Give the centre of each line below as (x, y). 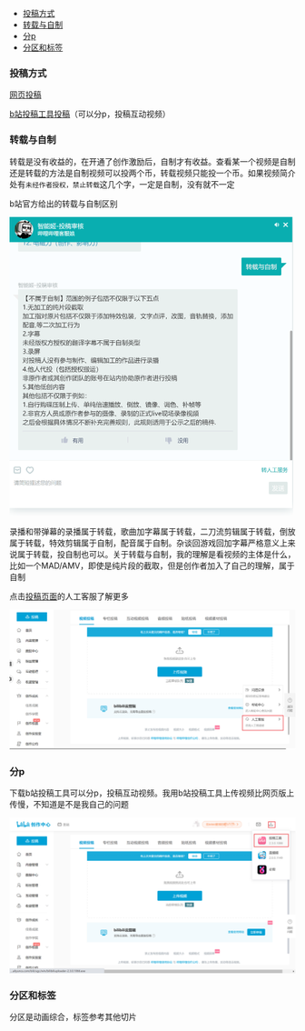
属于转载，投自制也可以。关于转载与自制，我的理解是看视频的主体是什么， (156, 555)
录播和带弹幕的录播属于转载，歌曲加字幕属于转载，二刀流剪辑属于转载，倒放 (152, 532)
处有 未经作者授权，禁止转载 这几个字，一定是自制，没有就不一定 (122, 184)
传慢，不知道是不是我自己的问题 (69, 805)
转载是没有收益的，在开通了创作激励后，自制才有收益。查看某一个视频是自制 (152, 161)
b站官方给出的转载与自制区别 (64, 204)
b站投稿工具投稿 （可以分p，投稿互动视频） (90, 114)
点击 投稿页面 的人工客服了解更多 (69, 596)
